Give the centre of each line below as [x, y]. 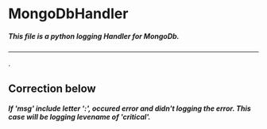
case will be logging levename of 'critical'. [79, 117]
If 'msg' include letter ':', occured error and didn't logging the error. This [130, 108]
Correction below [52, 88]
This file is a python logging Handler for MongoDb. [94, 36]
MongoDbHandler [68, 14]
